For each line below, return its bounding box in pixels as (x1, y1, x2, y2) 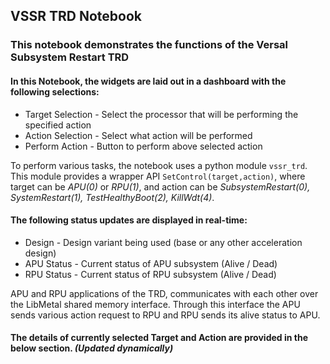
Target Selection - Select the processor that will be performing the (24, 108, 299, 120)
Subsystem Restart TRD (10, 50, 130, 64)
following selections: (10, 85, 100, 98)
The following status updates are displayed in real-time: (10, 214, 248, 226)
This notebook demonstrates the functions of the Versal (10, 38, 289, 52)
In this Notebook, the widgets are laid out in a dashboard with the (10, 75, 287, 87)
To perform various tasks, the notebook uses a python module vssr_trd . (10, 159, 308, 171)
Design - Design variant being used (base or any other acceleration (24, 236, 303, 248)
